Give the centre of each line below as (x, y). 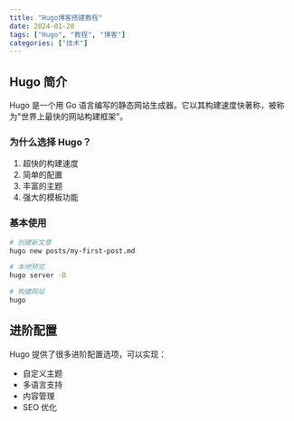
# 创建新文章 (30, 242)
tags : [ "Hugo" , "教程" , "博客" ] (68, 34)
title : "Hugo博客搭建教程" (56, 18)
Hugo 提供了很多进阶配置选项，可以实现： (88, 354)
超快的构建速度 (50, 164)
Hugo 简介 (38, 82)
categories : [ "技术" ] (49, 43)
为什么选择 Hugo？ (51, 142)
